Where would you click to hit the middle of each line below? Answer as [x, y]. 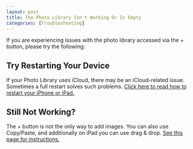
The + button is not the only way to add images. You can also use [87, 126]
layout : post [23, 12]
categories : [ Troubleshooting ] [46, 23]
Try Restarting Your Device [58, 65]
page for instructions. [33, 139]
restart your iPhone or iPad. [40, 93]
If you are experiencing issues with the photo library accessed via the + [95, 40]
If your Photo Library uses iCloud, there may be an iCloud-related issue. [95, 80]
